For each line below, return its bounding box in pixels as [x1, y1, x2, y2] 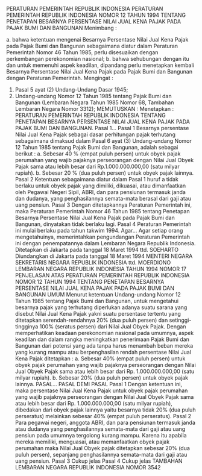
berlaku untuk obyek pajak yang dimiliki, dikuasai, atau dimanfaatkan [14, 182, 186, 189]
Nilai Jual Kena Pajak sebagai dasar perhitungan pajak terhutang [14, 131, 176, 138]
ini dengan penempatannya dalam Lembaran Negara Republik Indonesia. [14, 240, 196, 246]
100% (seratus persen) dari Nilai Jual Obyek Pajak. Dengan [39, 323, 186, 330]
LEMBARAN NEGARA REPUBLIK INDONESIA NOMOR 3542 [14, 464, 161, 471]
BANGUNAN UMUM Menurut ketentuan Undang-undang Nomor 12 [14, 291, 181, 298]
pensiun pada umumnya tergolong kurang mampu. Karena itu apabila [14, 432, 187, 439]
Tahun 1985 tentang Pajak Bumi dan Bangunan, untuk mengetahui [14, 298, 179, 304]
